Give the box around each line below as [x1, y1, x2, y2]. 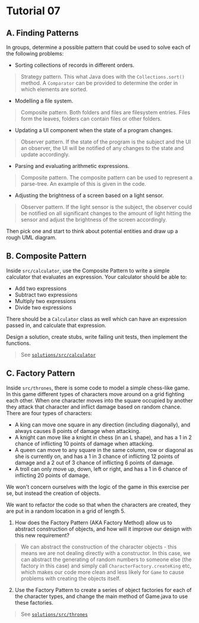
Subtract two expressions [14, 291, 78, 298]
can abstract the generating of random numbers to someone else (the [20, 556, 192, 563]
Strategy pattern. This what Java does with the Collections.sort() [20, 73, 185, 80]
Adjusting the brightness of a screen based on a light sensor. [14, 192, 165, 199]
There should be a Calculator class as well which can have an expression [6, 315, 187, 322]
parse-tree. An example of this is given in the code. [20, 180, 147, 187]
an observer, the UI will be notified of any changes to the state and [20, 145, 184, 151]
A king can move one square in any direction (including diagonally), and [14, 421, 191, 428]
